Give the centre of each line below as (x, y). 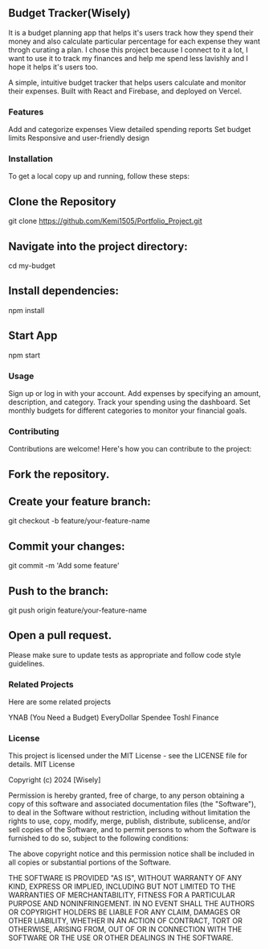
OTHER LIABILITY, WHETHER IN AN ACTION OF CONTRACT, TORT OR (125, 921)
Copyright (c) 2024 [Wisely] (55, 780)
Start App (33, 336)
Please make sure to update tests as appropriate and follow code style (125, 654)
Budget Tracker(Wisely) (69, 13)
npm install (26, 310)
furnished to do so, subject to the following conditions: (98, 838)
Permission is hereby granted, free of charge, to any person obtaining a (126, 795)
